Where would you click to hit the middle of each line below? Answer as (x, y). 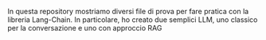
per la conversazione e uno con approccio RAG (85, 28)
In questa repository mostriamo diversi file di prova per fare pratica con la (128, 11)
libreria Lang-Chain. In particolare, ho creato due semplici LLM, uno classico (133, 20)
